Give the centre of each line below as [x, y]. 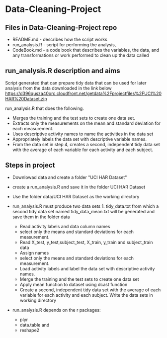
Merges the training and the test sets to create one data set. [74, 118]
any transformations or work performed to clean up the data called [81, 55]
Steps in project [30, 165]
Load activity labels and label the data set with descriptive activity [87, 268]
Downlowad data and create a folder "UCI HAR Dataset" [70, 177]
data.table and [35, 325]
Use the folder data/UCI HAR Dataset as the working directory [76, 196]
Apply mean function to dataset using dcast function [74, 284]
